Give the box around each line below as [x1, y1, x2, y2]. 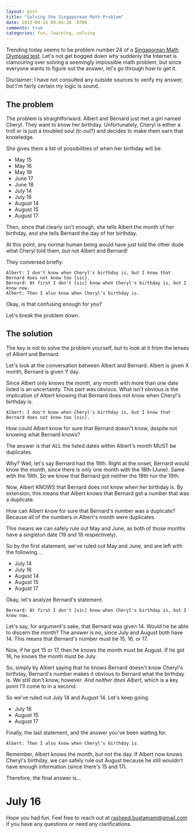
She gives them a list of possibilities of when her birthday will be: [6, 144, 162, 152]
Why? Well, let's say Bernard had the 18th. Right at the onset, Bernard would [6, 459, 189, 466]
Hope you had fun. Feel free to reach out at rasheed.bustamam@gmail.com [6, 814, 188, 821]
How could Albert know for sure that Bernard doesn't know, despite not [6, 424, 177, 431]
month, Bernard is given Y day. [6, 368, 80, 375]
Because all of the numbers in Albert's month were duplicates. [6, 513, 156, 520]
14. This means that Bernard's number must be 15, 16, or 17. [6, 635, 148, 642]
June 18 [14, 181, 34, 188]
